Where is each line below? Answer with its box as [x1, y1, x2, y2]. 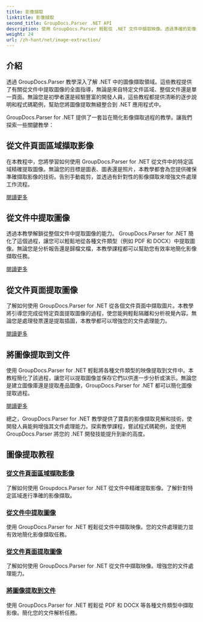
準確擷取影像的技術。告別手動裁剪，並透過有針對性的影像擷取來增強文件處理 [6, 173, 197, 180]
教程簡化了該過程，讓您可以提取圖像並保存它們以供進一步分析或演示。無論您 [6, 375, 197, 382]
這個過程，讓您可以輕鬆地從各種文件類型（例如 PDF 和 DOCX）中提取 [16, 237, 190, 245]
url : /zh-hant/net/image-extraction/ [6, 37, 101, 43]
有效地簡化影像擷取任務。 [6, 531, 70, 539]
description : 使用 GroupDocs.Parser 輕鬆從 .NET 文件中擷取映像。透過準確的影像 [6, 25, 196, 32]
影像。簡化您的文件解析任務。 [6, 609, 80, 616]
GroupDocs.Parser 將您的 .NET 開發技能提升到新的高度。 [6, 430, 149, 437]
